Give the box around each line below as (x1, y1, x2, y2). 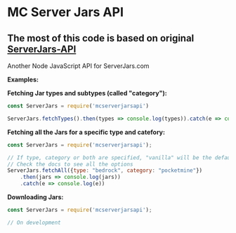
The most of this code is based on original (7, 32, 195, 44)
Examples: (7, 75, 39, 84)
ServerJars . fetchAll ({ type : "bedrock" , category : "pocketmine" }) (7, 167, 202, 174)
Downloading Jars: (7, 193, 64, 201)
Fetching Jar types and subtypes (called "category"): (7, 89, 167, 97)
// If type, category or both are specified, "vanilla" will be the (7, 154, 212, 161)
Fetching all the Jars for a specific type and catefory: (7, 128, 165, 136)
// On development (7, 219, 61, 226)
